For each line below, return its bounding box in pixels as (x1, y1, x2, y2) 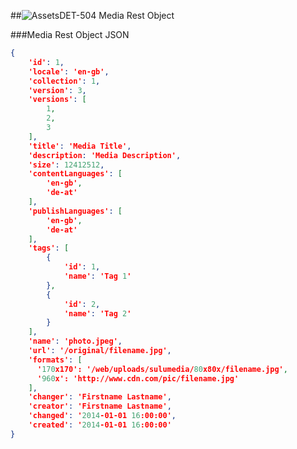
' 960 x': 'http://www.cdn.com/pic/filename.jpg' (36, 373, 240, 384)
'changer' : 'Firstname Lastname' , (28, 392, 172, 402)
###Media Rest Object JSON (10, 29, 130, 40)
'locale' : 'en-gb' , (28, 66, 110, 77)
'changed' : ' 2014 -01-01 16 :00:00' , (28, 411, 177, 421)
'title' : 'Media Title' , (28, 141, 132, 151)
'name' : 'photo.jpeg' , (28, 336, 123, 347)
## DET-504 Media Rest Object (10, 10, 175, 21)
